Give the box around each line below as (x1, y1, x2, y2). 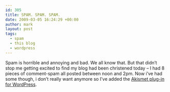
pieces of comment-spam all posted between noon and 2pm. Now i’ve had (5, 70, 162, 77)
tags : (5, 31, 17, 36)
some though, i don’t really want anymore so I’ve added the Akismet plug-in (5, 76, 165, 82)
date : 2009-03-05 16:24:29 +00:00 (5, 17, 79, 22)
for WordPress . (5, 81, 37, 87)
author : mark (5, 21, 33, 27)
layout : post (5, 27, 33, 32)
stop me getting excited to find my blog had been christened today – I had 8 (5, 65, 165, 71)
